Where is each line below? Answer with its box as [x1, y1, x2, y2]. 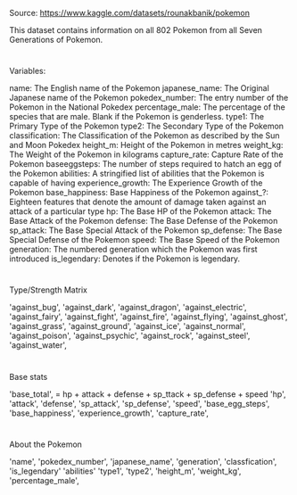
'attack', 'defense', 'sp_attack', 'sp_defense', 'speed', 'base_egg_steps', [9, 398, 270, 408]
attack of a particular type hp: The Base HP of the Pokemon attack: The [9, 206, 272, 217]
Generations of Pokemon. [9, 35, 103, 45]
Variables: [9, 66, 46, 77]
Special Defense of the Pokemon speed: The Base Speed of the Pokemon [9, 235, 280, 245]
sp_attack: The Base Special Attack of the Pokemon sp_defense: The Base [9, 225, 283, 235]
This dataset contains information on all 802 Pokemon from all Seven [9, 25, 263, 35]
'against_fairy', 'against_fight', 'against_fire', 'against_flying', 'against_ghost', [9, 311, 288, 322]
